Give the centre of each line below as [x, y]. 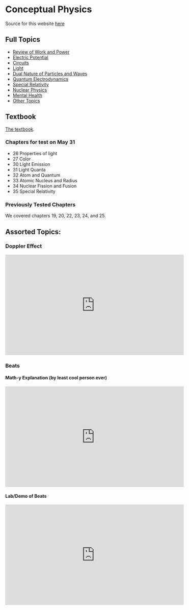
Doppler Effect [24, 246]
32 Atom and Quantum [36, 175]
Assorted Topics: [33, 231]
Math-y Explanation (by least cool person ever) [56, 378]
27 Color [22, 159]
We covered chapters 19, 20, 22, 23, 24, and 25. [56, 216]
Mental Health [27, 95]
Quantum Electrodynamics [40, 79]
